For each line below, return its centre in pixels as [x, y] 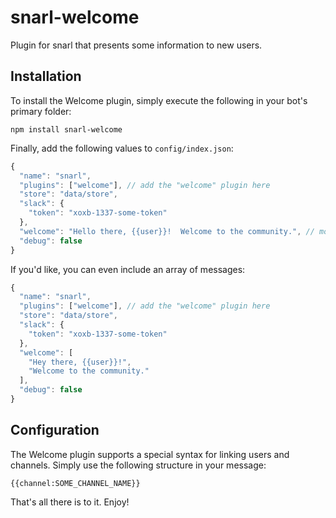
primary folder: [41, 111]
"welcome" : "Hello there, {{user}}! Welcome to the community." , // [167, 231]
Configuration [55, 430]
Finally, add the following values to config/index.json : [122, 148]
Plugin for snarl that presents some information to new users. [136, 45]
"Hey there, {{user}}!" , [80, 362]
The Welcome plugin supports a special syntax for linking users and [150, 454]
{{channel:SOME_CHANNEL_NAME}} [75, 483]
